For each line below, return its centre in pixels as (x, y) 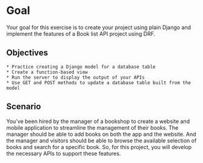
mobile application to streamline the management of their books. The (92, 127)
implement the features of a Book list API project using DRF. (81, 33)
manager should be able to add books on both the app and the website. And (101, 134)
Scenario (24, 107)
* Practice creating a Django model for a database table (81, 67)
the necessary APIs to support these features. (64, 153)
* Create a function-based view (47, 72)
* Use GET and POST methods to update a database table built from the (98, 82)
